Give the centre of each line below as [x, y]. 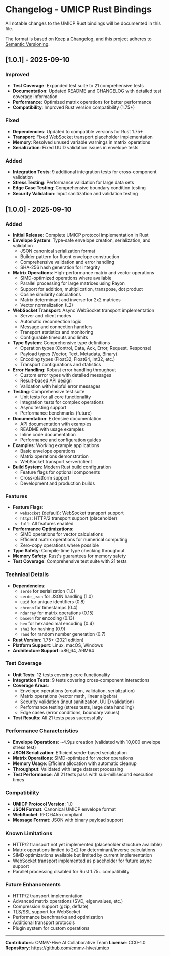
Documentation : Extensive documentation [57, 418]
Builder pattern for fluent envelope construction [70, 256]
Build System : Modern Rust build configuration [62, 467]
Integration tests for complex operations [62, 402]
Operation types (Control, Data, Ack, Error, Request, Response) [86, 348]
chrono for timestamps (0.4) [49, 607]
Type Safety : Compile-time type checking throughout [69, 551]
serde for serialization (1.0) [48, 591]
